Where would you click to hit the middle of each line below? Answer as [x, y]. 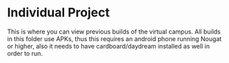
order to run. [25, 53]
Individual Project [59, 13]
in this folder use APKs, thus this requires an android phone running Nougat [114, 38]
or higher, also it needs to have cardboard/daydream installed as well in [109, 46]
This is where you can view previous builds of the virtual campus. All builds [114, 32]
